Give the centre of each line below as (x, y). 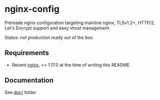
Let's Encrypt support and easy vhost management (57, 28)
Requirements (27, 53)
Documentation (29, 81)
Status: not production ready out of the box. (49, 37)
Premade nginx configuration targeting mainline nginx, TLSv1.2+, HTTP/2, (80, 23)
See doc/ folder (21, 92)
